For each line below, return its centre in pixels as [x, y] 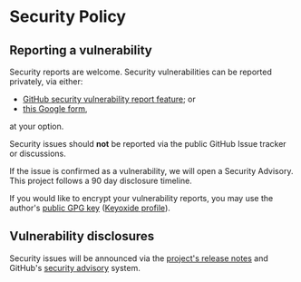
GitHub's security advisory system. [75, 267]
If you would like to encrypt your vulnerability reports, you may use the [141, 198]
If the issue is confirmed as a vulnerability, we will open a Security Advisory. [151, 171]
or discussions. [38, 153]
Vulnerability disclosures [82, 236]
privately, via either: [46, 82]
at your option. [37, 126]
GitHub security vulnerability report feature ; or [109, 99]
